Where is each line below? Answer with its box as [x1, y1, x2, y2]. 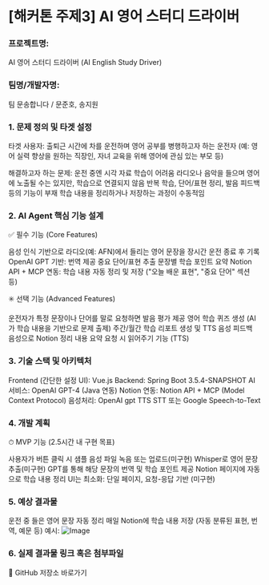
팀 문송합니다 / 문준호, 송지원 [8, 99, 98, 109]
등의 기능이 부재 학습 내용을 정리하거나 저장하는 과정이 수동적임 [8, 188, 206, 198]
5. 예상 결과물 [8, 496, 58, 507]
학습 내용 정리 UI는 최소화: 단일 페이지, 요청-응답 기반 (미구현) [22, 474, 216, 483]
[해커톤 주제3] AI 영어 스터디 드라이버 [8, 7, 240, 26]
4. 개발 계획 [8, 418, 50, 429]
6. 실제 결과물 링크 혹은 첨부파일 [8, 548, 124, 559]
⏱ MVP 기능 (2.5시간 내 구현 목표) [8, 437, 115, 446]
